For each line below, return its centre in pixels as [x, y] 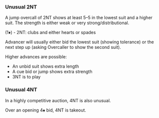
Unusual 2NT [21, 7]
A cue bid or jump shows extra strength [52, 72]
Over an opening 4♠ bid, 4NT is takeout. [46, 110]
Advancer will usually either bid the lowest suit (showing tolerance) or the [79, 42]
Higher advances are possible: [36, 57]
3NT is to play [26, 77]
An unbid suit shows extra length [46, 66]
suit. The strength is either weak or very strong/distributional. [67, 23]
